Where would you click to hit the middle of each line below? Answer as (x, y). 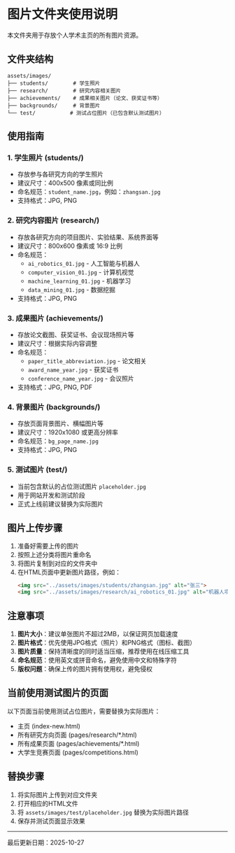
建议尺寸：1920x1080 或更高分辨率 (68, 432)
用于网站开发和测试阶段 (51, 495)
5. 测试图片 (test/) (37, 470)
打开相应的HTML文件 (48, 803)
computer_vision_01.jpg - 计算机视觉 (81, 272)
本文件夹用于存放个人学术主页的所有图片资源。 (74, 35)
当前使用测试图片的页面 (58, 693)
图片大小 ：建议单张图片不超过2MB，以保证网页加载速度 (98, 634)
